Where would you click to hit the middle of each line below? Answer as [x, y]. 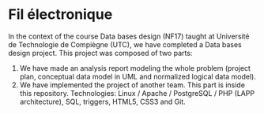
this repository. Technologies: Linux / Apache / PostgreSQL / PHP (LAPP [137, 93]
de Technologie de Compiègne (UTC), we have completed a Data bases [125, 44]
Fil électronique [60, 15]
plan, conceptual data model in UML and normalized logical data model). [138, 76]
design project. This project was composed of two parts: [100, 53]
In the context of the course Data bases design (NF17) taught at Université [129, 36]
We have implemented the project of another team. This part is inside [132, 85]
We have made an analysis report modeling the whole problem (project [135, 68]
